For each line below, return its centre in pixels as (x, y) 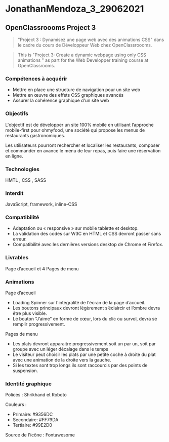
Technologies (22, 169)
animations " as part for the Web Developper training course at (83, 60)
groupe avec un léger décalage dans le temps (60, 349)
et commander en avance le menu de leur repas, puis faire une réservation (83, 150)
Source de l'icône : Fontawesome (40, 435)
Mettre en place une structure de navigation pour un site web (76, 90)
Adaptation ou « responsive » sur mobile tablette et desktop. (76, 228)
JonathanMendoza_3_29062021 (75, 9)
